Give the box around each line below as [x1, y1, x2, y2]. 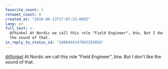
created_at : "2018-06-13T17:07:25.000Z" [5, 16, 91, 21]
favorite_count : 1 [5, 7, 43, 12]
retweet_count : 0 [5, 12, 41, 17]
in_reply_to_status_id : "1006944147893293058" [5, 40, 104, 45]
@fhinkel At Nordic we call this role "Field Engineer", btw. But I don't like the [5, 53, 161, 59]
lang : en [5, 21, 23, 26]
